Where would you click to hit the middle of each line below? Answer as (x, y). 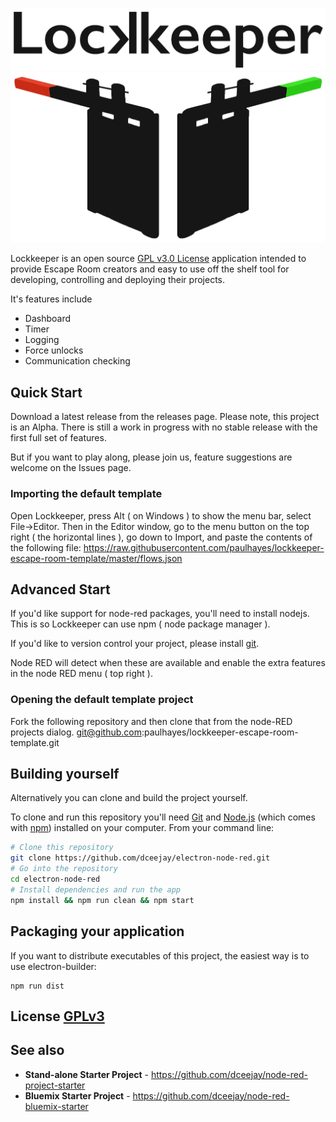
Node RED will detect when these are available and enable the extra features (168, 663)
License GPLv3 (57, 1016)
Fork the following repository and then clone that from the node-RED (151, 721)
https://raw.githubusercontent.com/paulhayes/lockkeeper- (204, 547)
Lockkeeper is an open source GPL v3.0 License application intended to (158, 259)
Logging (42, 340)
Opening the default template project (102, 700)
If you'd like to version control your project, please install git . (135, 644)
